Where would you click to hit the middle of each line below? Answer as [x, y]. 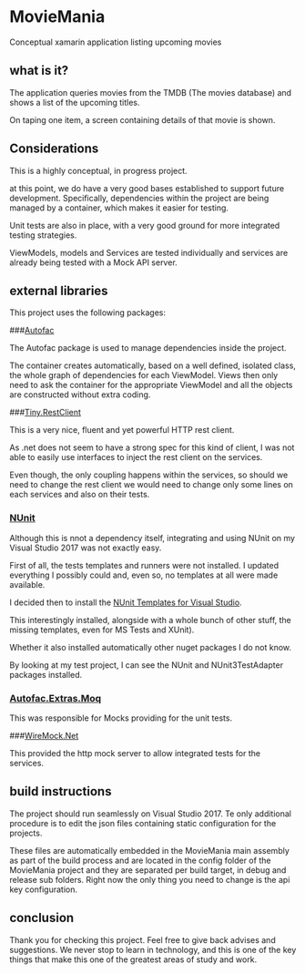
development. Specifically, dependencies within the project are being [139, 198]
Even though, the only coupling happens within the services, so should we [149, 475]
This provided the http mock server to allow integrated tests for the [135, 753]
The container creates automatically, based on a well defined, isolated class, [152, 365]
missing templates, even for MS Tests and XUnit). [102, 630]
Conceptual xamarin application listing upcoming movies [116, 42]
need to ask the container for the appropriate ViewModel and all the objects [151, 385]
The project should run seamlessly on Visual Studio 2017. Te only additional [151, 814]
